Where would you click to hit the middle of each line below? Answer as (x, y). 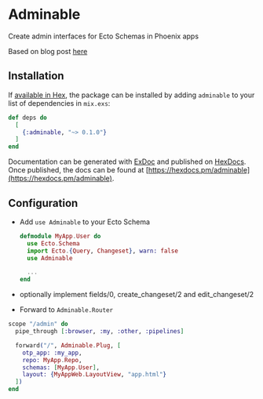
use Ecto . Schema (53, 243)
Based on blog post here (48, 51)
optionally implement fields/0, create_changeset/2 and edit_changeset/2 (137, 295)
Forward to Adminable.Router (66, 310)
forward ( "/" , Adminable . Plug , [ (68, 345)
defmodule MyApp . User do (60, 236)
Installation (36, 76)
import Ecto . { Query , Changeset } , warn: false (103, 251)
